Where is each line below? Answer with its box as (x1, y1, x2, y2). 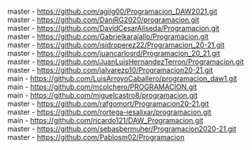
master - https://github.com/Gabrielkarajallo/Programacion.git (7, 32, 209, 41)
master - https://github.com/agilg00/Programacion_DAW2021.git (7, 7, 218, 16)
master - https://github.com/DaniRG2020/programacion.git (7, 15, 200, 24)
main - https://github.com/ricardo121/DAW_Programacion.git (7, 116, 204, 125)
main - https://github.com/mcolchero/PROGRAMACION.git (7, 82, 197, 92)
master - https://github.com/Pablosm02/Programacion (7, 133, 185, 141)
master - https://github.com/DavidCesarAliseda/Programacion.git (7, 24, 220, 32)
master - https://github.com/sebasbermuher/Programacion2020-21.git (7, 124, 237, 133)
